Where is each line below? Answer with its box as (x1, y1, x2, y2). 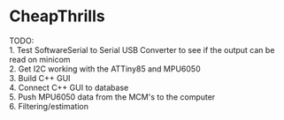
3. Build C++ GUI (9, 72, 71, 83)
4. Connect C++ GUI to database (9, 82, 129, 93)
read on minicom (9, 54, 71, 64)
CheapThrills (9, 6, 105, 26)
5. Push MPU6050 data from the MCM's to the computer (9, 91, 216, 102)
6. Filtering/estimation (9, 101, 89, 111)
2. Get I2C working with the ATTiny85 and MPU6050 (9, 64, 201, 74)
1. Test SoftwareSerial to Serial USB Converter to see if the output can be (9, 44, 275, 55)
